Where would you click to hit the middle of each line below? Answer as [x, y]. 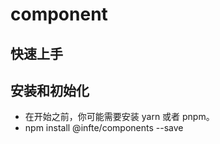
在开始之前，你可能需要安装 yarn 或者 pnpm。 [119, 117]
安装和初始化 [50, 90]
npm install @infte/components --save [104, 128]
